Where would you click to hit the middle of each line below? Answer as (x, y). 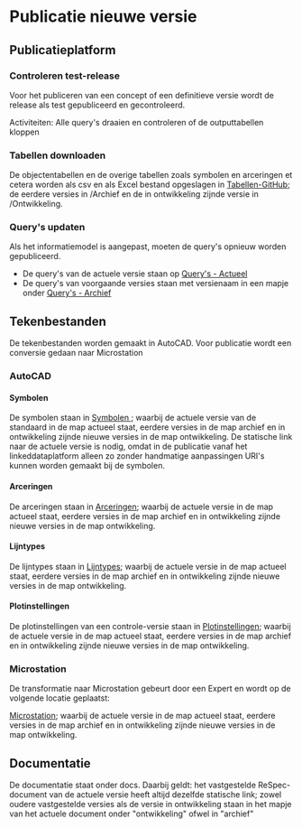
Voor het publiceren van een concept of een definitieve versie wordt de (142, 95)
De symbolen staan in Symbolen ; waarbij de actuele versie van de (133, 418)
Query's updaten (47, 228)
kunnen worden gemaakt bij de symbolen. (87, 466)
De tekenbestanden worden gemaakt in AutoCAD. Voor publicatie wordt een (151, 343)
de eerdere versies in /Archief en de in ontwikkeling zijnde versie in (134, 194)
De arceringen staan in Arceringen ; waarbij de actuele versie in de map (141, 507)
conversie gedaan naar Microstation (76, 353)
